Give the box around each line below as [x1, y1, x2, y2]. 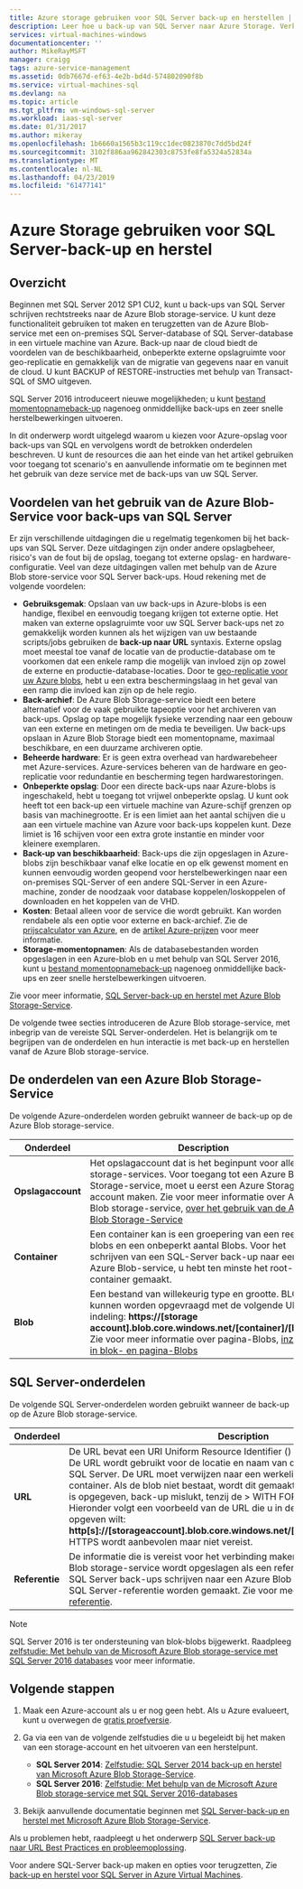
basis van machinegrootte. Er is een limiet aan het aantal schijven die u [22, 809, 286, 820]
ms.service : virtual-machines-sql [9, 80, 140, 89]
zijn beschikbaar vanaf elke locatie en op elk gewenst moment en [45, 857, 289, 868]
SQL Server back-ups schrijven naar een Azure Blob [69, 1573, 292, 1585]
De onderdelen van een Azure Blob [9, 1072, 209, 1088]
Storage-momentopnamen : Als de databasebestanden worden [22, 943, 259, 954]
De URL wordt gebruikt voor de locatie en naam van [69, 1456, 288, 1469]
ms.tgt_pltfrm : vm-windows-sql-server [9, 106, 155, 115]
